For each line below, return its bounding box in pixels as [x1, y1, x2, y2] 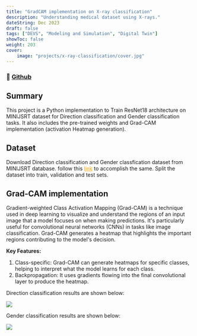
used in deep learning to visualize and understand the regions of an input [6, 211, 185, 218]
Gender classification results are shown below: [6, 312, 120, 319]
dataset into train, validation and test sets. [6, 171, 109, 178]
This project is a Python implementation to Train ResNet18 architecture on [6, 106, 186, 114]
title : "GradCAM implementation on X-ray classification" [6, 8, 152, 15]
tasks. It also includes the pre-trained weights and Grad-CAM [6, 120, 156, 127]
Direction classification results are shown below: [6, 289, 125, 296]
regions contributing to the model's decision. [6, 235, 116, 243]
